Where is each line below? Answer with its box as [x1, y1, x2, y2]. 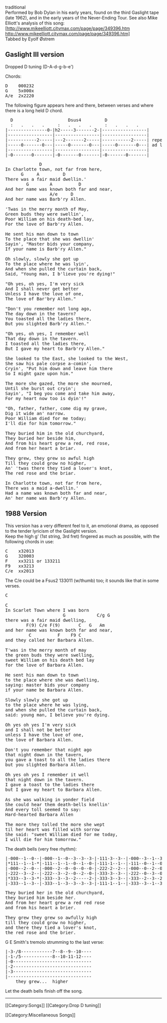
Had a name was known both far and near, [5, 490, 108, 496]
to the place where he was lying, [5, 702, 89, 708]
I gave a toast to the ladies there [5, 782, 94, 787]
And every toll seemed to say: [5, 807, 82, 812]
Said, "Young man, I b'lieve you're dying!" [5, 271, 116, 277]
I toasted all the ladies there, [5, 341, 87, 346]
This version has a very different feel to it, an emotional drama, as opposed [5, 523, 159, 529]
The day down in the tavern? [5, 311, 76, 316]
